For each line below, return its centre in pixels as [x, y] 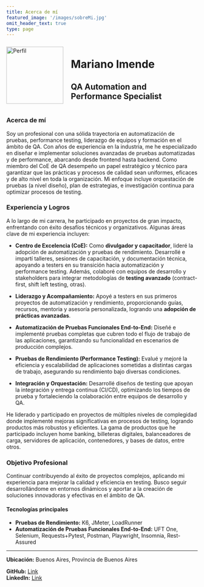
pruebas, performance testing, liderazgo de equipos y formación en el [94, 140]
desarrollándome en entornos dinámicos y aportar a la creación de [90, 489]
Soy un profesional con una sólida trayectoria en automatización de [90, 133]
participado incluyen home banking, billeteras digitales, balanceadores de [99, 434]
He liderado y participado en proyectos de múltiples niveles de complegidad [102, 414]
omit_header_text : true [36, 23]
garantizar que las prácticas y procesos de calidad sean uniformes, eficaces [102, 172]
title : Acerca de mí [32, 12]
